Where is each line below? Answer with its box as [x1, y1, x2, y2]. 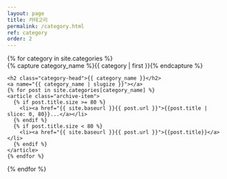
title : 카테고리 [7, 16, 48, 23]
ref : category [7, 29, 48, 36]
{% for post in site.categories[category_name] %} [7, 87, 155, 94]
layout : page [7, 10, 45, 17]
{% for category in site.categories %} [7, 54, 113, 62]
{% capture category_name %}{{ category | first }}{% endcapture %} [7, 62, 204, 70]
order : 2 [7, 36, 32, 43]
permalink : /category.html [7, 23, 85, 29]
